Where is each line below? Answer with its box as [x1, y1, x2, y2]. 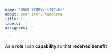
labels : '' [5, 21, 28, 26]
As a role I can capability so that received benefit [5, 43, 107, 49]
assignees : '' [5, 26, 34, 30]
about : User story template [5, 12, 63, 17]
